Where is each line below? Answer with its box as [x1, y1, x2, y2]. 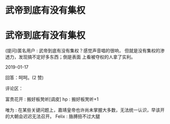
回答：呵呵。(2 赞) [5, 75, 44, 81]
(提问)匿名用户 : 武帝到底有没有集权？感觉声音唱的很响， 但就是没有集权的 [5, 48, 161, 54]
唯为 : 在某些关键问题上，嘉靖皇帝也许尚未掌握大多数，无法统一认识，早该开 [5, 107, 165, 113]
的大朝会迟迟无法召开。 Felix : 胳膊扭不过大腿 [5, 113, 100, 119]
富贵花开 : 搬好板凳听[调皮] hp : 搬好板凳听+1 [5, 96, 99, 102]
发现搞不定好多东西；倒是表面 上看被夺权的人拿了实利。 [18, 54, 135, 60]
